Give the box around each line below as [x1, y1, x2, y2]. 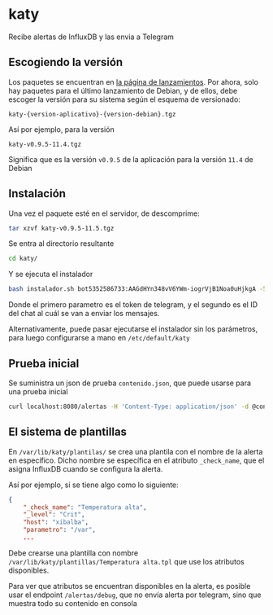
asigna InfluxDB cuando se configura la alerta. [8, 463, 163, 473]
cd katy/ [8, 254, 38, 263]
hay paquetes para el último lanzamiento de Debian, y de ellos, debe [8, 86, 238, 95]
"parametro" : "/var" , [23, 526, 96, 534]
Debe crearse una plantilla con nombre [8, 547, 139, 558]
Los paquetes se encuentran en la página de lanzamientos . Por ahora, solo [8, 77, 258, 86]
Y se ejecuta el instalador [8, 270, 93, 279]
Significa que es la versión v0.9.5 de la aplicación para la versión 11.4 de [8, 154, 253, 164]
